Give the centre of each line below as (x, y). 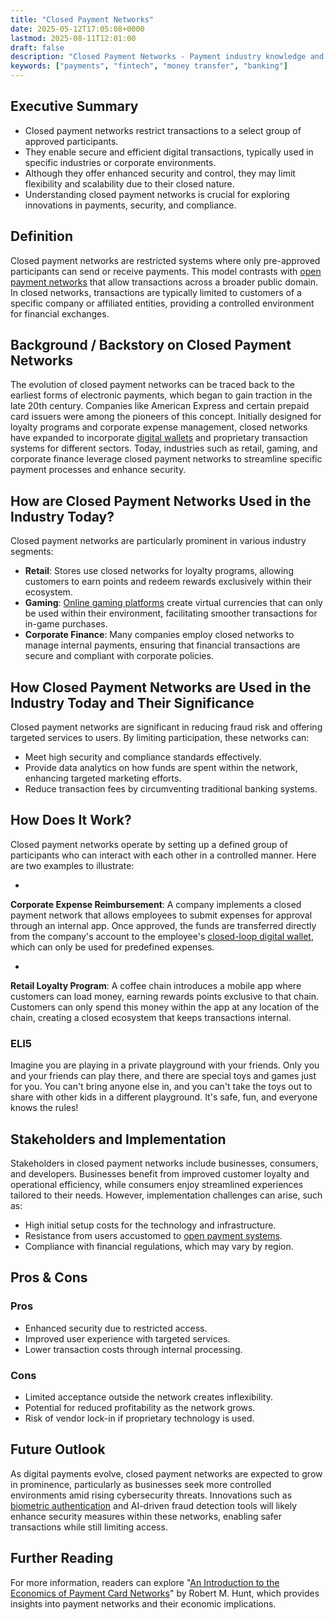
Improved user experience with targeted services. (127, 1338)
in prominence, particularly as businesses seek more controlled (141, 1484)
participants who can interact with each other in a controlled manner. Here (163, 855)
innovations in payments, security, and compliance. (130, 205)
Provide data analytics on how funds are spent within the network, (161, 768)
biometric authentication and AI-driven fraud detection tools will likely (154, 1505)
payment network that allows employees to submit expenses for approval (161, 915)
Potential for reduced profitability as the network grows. (140, 1407)
